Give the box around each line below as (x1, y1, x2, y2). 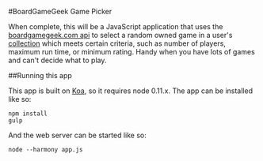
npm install (8, 110, 48, 118)
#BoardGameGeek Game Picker (8, 7, 112, 16)
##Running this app (8, 71, 73, 80)
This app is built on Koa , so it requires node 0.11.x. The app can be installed (8, 86, 253, 95)
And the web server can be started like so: (8, 130, 147, 140)
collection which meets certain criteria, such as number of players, (8, 39, 226, 48)
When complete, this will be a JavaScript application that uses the (8, 22, 223, 31)
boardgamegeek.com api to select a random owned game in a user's (8, 31, 233, 39)
